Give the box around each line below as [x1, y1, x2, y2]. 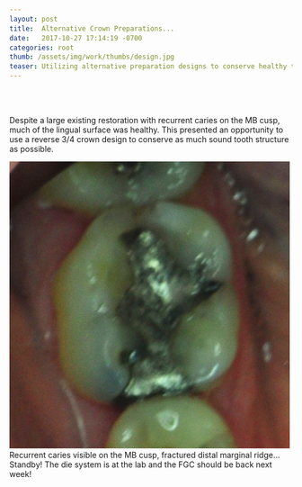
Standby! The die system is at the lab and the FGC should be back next [9, 459, 272, 470]
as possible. [9, 144, 54, 154]
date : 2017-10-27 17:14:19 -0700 [9, 33, 143, 42]
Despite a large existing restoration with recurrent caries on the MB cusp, [9, 115, 280, 125]
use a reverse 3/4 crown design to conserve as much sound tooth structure [9, 134, 289, 144]
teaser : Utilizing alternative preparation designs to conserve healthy [9, 62, 288, 71]
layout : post [9, 14, 58, 23]
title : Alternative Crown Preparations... [9, 23, 175, 33]
